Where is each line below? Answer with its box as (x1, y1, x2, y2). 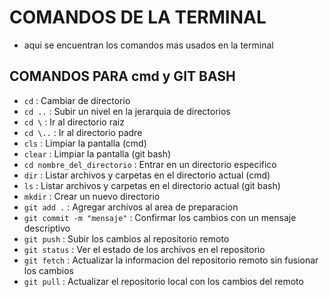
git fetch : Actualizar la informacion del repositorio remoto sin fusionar (23, 254, 319, 266)
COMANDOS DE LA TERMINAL (9, 6, 267, 29)
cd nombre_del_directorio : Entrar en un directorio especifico (23, 158, 277, 170)
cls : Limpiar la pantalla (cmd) (23, 137, 147, 149)
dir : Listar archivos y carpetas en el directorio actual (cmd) (23, 169, 271, 181)
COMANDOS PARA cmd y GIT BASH (9, 68, 236, 85)
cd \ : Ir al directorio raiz (23, 116, 125, 128)
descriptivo (23, 222, 71, 234)
